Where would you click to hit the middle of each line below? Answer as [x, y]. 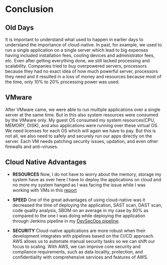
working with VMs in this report [45, 190]
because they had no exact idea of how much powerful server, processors [82, 71]
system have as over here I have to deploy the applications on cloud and [87, 179]
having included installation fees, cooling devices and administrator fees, [80, 55]
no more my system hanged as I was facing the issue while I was [79, 185]
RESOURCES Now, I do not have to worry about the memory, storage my [87, 174]
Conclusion [29, 9]
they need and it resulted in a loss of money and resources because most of [83, 76]
